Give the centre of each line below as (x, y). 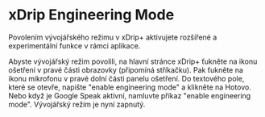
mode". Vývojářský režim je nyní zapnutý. (77, 104)
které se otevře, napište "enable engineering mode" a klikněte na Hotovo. (130, 87)
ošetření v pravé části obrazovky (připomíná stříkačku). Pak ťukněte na (126, 69)
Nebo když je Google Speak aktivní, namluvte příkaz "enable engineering (130, 95)
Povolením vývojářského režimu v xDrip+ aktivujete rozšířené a (113, 37)
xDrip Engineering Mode (91, 15)
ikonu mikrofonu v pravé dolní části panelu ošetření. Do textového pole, (126, 78)
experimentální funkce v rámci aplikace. (75, 45)
